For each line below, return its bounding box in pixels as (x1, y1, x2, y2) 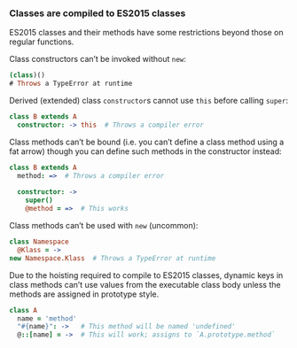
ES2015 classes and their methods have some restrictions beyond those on (9, 27, 284, 38)
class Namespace (9, 237, 69, 246)
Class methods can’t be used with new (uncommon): (9, 220, 199, 231)
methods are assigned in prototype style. (9, 289, 160, 299)
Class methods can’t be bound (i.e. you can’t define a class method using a (9, 136, 285, 147)
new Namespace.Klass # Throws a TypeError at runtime (9, 253, 216, 263)
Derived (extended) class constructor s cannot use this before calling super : (9, 96, 288, 106)
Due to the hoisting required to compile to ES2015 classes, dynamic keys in (9, 269, 284, 281)
